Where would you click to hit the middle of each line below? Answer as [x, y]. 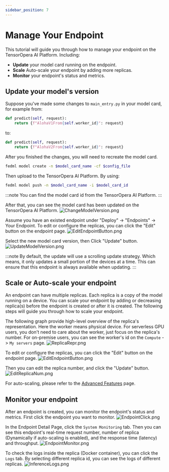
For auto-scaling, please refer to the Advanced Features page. [70, 383]
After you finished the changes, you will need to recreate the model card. [82, 156]
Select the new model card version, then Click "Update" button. [72, 241]
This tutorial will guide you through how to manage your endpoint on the [81, 49]
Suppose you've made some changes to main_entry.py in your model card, [84, 104]
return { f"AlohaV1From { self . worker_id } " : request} [69, 123]
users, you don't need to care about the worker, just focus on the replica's [83, 332]
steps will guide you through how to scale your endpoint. [65, 311]
